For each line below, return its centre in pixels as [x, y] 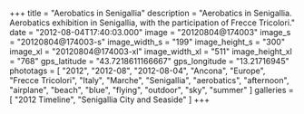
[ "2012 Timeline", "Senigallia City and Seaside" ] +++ [110, 100]
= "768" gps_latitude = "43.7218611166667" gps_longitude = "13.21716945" [149, 61]
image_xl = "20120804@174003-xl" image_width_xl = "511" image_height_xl [151, 52]
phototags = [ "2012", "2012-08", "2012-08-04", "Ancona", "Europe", [137, 71]
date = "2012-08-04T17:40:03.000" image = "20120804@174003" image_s [150, 32]
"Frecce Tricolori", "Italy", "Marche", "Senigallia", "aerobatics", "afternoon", [149, 80]
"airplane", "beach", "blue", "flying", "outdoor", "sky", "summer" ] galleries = [152, 90]
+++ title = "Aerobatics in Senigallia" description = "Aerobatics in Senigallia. [151, 13]
